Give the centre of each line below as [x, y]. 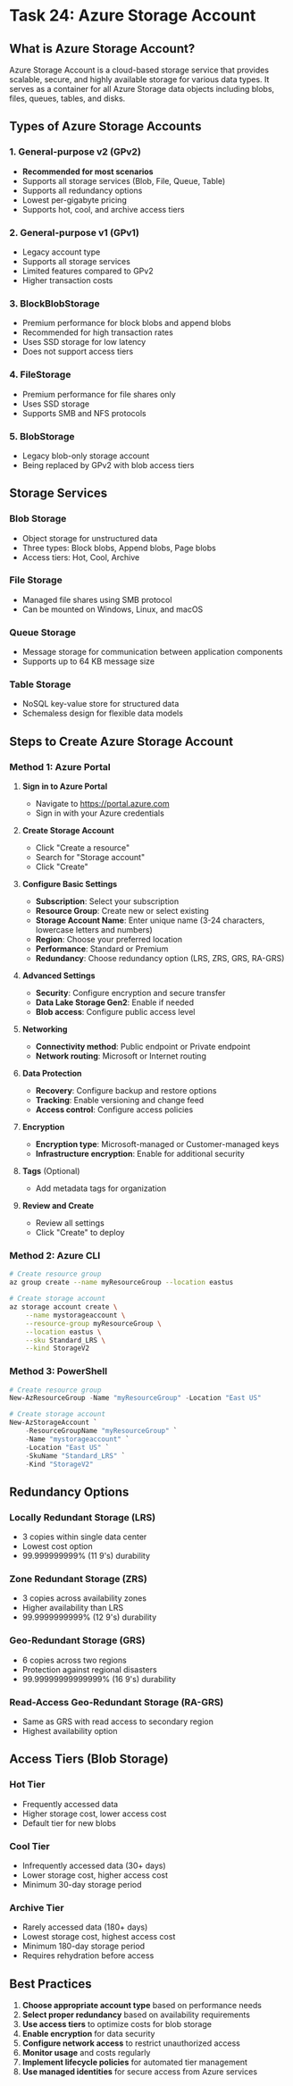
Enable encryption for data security [88, 2034]
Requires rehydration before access [88, 1956]
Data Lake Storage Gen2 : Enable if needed [115, 1002]
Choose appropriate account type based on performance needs [142, 2006]
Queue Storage [43, 633]
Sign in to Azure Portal [65, 786]
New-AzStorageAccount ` [54, 1423]
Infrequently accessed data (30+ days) [94, 1866]
